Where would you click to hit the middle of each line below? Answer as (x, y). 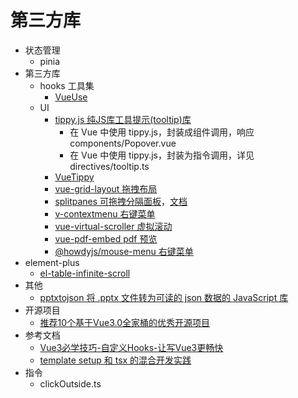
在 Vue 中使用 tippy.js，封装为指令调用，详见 (162, 155)
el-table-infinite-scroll (85, 273)
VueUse (71, 97)
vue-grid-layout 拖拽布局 (106, 188)
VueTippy (74, 177)
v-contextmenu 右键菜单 (105, 213)
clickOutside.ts (70, 383)
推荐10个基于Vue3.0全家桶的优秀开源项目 (125, 322)
